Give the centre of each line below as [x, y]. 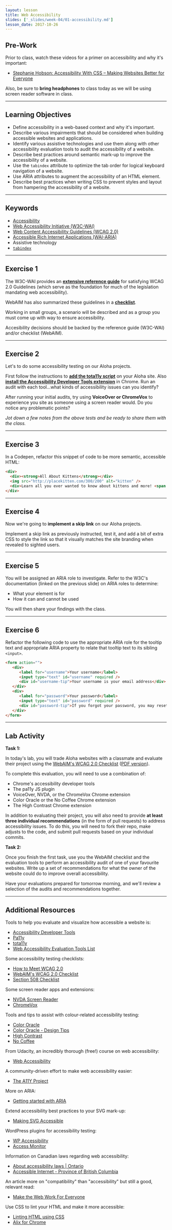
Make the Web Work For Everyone [49, 1197]
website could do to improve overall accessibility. [57, 873]
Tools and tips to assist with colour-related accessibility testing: [72, 1015]
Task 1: [13, 749]
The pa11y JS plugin [34, 789]
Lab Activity [25, 736]
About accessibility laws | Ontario [48, 1166]
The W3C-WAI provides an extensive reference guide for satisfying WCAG [84, 281]
